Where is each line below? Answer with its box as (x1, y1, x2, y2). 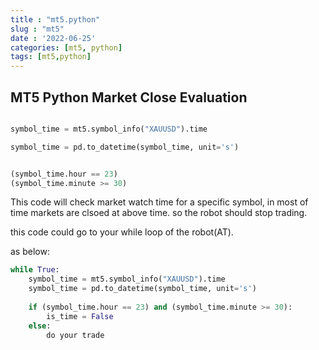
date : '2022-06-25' (10, 33, 97, 43)
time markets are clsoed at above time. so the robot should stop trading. (10, 207, 308, 219)
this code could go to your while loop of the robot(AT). (10, 226, 234, 238)
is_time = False (46, 311, 114, 321)
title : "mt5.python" (10, 14, 101, 25)
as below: (10, 246, 50, 258)
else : (28, 321, 52, 331)
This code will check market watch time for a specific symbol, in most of (10, 196, 309, 208)
